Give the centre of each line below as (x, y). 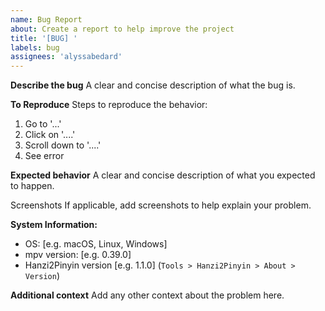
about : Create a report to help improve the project (122, 29)
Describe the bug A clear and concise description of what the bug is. (153, 85)
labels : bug (35, 47)
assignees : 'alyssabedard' (66, 57)
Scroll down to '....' (63, 145)
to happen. (32, 186)
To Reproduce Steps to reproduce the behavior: (109, 105)
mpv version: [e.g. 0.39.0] (78, 255)
